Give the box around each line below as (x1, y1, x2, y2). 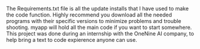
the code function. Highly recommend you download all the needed (6, 11, 172, 18)
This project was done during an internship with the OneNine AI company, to (6, 30, 194, 37)
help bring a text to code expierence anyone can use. (6, 37, 137, 43)
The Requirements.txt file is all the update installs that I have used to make (6, 5, 189, 12)
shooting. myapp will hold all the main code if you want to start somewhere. (6, 24, 192, 31)
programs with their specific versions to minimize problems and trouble (6, 18, 181, 24)
